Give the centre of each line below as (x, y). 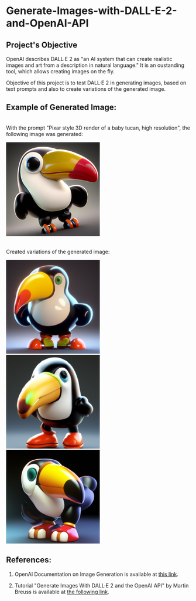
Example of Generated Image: (61, 108)
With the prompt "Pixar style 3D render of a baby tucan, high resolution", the (98, 128)
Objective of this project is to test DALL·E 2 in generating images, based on (96, 83)
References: (29, 560)
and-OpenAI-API (47, 23)
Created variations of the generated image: (58, 252)
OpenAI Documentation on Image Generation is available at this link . (96, 574)
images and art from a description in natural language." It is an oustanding (95, 65)
